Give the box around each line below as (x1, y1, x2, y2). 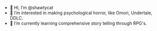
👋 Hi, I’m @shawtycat (9, 5, 53, 10)
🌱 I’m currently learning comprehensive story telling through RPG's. (9, 20, 147, 26)
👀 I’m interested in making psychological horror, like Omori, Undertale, (9, 10, 153, 16)
